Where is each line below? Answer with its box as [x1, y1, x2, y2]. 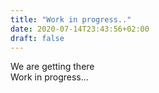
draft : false [10, 33, 65, 43]
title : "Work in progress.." [10, 14, 132, 25]
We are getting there [10, 61, 95, 73]
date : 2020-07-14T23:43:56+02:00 [10, 24, 150, 34]
